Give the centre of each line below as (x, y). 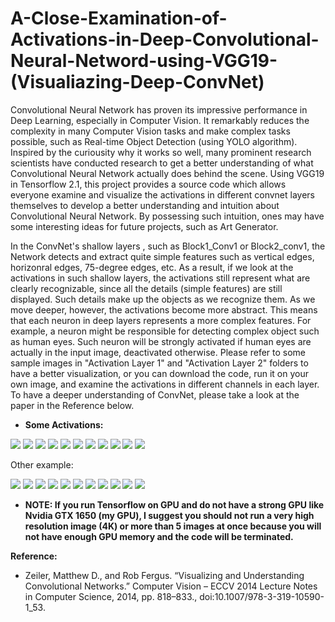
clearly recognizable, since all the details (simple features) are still (146, 288)
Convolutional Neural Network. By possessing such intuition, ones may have (167, 216)
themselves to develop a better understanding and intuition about (145, 205)
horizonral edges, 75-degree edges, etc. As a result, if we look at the (152, 267)
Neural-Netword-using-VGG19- (144, 61)
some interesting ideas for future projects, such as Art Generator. (144, 226)
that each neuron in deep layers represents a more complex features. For (161, 320)
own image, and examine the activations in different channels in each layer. (165, 384)
